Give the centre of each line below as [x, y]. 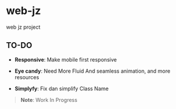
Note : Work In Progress [49, 100]
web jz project [23, 27]
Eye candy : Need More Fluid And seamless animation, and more [92, 71]
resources [27, 77]
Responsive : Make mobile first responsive [66, 59]
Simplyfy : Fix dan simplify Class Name [62, 88]
